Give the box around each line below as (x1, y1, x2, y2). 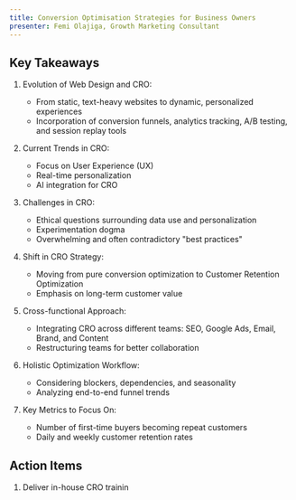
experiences (35, 106, 83, 118)
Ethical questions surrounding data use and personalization (35, 214, 257, 226)
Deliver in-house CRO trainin (22, 482, 129, 493)
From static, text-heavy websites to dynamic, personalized (35, 97, 254, 108)
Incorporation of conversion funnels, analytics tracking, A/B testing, (35, 116, 288, 127)
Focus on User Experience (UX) (35, 160, 154, 172)
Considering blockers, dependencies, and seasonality (35, 377, 236, 389)
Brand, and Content (35, 333, 109, 344)
